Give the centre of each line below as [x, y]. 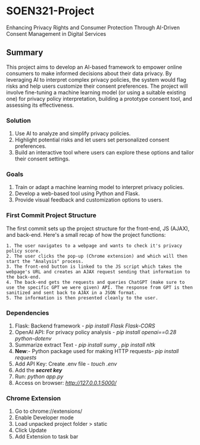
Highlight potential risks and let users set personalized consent [92, 140]
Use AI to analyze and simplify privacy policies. [73, 134]
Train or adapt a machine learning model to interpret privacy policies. [99, 187]
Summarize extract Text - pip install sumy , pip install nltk [85, 345]
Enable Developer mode [44, 418]
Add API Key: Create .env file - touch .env [66, 364]
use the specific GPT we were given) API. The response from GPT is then [100, 288]
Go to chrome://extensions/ [49, 411]
